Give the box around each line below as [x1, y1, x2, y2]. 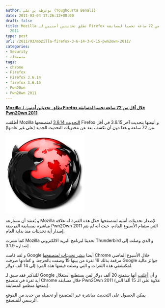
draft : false [5, 18, 32, 23]
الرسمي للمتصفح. [5, 297, 38, 303]
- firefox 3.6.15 [5, 80, 41, 85]
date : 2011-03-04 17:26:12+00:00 [5, 13, 74, 18]
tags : [5, 59, 17, 65]
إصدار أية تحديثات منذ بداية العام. [5, 228, 65, 234]
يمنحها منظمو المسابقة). [5, 282, 50, 288]
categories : [5, 44, 30, 49]
